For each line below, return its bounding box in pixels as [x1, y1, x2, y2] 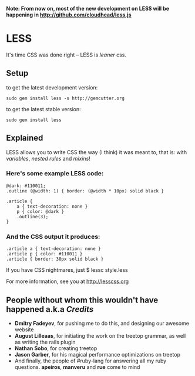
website [14, 326, 34, 333]
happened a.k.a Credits [6, 304, 94, 314]
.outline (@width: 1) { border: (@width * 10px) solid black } [6, 188, 164, 194]
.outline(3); [16, 214, 49, 219]
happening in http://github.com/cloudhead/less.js [6, 11, 132, 18]
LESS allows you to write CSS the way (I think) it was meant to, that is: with [6, 148, 187, 155]
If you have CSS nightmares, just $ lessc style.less [6, 267, 128, 274]
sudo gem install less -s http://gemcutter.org [6, 95, 125, 101]
